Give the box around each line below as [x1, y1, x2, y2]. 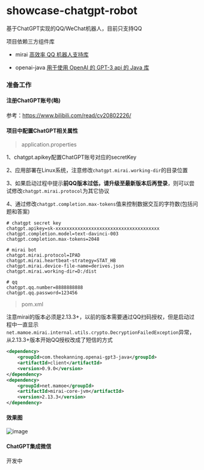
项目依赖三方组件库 [6, 37, 55, 45]
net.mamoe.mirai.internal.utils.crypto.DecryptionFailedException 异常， [6, 328, 195, 336]
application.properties [21, 141, 78, 148]
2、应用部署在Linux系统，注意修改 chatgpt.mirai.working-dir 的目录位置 [6, 167, 188, 174]
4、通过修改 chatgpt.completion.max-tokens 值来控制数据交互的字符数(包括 [6, 200, 193, 208]
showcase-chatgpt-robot [6, 4, 138, 18]
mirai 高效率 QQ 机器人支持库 [15, 50, 89, 58]
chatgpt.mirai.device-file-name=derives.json [6, 263, 124, 270]
